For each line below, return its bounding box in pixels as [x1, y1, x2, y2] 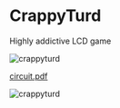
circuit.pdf [9, 70, 48, 82]
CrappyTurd [9, 5, 102, 26]
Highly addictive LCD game [9, 35, 112, 46]
